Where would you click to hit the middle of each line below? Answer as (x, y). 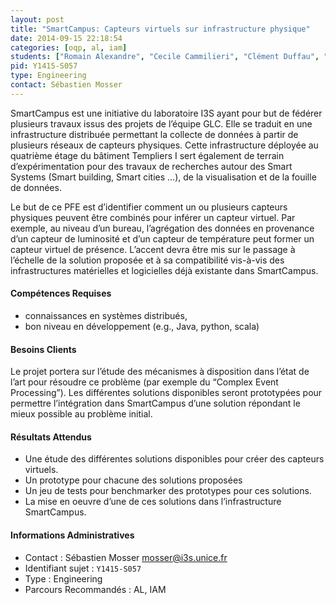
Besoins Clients (43, 349)
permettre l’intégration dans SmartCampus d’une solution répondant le (155, 403)
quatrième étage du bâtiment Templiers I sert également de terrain (147, 155)
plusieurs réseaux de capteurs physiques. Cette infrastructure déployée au (164, 145)
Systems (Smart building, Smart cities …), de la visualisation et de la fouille (163, 177)
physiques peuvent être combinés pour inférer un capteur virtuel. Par (153, 217)
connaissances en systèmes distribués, (106, 315)
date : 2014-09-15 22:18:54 (66, 38)
